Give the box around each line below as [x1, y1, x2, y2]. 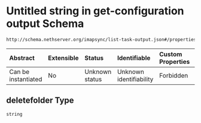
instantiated [9, 75, 42, 83]
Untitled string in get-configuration [6, 4, 184, 18]
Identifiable [117, 54, 151, 62]
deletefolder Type [6, 96, 74, 106]
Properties [159, 57, 190, 66]
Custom [159, 50, 182, 58]
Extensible [47, 54, 79, 62]
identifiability [117, 75, 154, 83]
